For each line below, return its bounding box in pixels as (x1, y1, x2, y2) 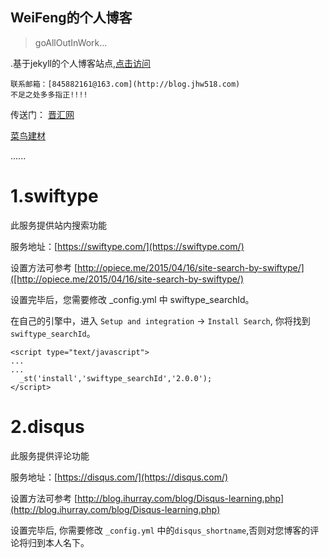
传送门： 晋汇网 (10, 108, 75, 120)
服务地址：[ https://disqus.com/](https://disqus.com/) (10, 471, 229, 483)
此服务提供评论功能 (10, 449, 90, 462)
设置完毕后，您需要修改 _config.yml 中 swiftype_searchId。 (10, 293, 255, 305)
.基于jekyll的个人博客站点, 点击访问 (10, 57, 152, 69)
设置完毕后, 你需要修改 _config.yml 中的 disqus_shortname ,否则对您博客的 (10, 524, 311, 536)
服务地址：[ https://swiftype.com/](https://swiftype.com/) (10, 240, 245, 252)
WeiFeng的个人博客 (10, 9, 133, 27)
